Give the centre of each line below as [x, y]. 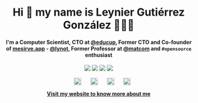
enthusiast [99, 55]
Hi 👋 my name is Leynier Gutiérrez [99, 12]
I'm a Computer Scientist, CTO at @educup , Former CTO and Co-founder [99, 42]
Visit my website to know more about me [99, 93]
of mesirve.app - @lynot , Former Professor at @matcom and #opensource [99, 48]
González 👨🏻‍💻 [99, 25]
